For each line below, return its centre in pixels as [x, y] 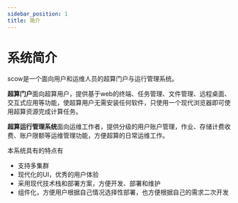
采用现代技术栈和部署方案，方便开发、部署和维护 [89, 183]
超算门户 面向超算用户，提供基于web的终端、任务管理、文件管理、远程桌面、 [119, 94]
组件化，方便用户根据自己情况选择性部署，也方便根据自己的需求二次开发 [123, 192]
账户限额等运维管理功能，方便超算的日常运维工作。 [94, 136]
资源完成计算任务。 [54, 111]
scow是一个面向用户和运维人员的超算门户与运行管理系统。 [93, 79]
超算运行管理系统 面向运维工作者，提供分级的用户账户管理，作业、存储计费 [116, 127]
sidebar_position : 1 [38, 14]
